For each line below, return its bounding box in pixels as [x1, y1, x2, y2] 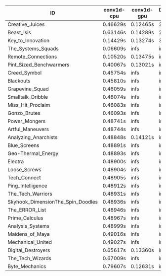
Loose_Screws [7, 166, 42, 173]
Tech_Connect [7, 174, 41, 181]
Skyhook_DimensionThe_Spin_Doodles [7, 199, 98, 205]
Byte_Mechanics [7, 263, 46, 270]
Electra [7, 158, 24, 165]
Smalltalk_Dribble [7, 94, 48, 100]
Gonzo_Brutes [7, 110, 41, 116]
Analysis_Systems [7, 223, 50, 229]
